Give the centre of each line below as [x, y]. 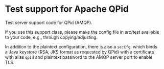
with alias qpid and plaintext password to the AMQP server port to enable [79, 57]
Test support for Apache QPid [67, 9]
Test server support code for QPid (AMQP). [49, 23]
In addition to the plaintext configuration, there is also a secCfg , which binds [81, 46]
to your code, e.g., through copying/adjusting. [51, 37]
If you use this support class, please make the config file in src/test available [82, 32]
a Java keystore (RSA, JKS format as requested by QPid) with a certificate [80, 52]
